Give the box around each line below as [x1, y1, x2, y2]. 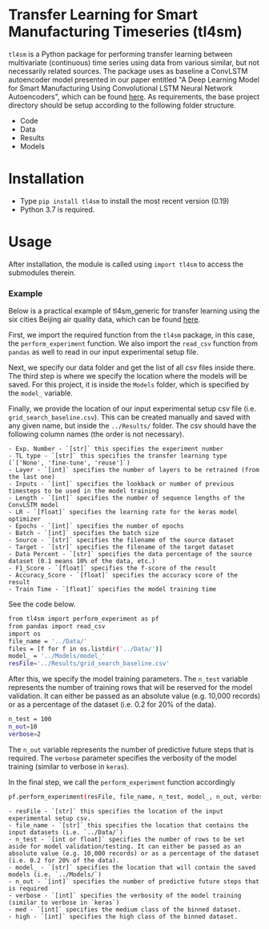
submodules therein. [8, 267, 76, 278]
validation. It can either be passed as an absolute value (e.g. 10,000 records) [8, 692, 261, 701]
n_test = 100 [8, 716, 52, 724]
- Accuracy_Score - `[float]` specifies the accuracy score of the [8, 571, 239, 579]
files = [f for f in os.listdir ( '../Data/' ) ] [8, 644, 163, 653]
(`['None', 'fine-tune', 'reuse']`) [8, 459, 130, 467]
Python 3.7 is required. [19, 205, 95, 214]
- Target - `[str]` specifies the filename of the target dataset [8, 543, 235, 551]
